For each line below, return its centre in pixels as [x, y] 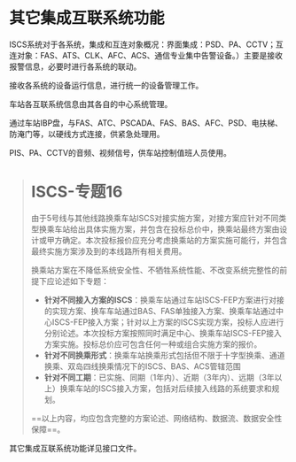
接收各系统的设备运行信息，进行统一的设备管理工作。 [106, 85]
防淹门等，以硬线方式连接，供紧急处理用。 [87, 134]
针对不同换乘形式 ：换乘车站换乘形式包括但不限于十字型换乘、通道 [164, 355]
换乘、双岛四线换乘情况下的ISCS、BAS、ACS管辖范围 [142, 366]
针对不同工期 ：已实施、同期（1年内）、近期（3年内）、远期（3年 [159, 377]
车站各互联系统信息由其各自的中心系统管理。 [91, 104]
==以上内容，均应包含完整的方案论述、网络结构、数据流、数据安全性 [156, 418]
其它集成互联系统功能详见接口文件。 [75, 448]
